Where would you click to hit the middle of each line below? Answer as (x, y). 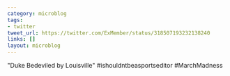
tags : (15, 20)
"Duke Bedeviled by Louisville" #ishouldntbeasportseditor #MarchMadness (115, 65)
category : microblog (37, 13)
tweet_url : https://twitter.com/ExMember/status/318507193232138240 (109, 33)
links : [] (22, 39)
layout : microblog (34, 46)
